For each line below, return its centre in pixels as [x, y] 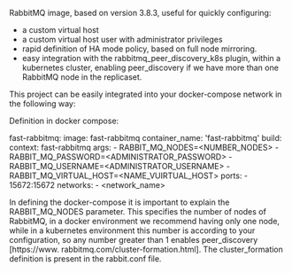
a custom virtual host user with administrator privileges [122, 39]
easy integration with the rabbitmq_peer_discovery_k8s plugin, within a [151, 58]
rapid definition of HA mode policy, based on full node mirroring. [139, 49]
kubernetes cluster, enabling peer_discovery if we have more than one [150, 67]
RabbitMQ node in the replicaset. [82, 77]
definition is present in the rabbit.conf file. [85, 259]
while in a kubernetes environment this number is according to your [132, 230]
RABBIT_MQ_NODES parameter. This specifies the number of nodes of [138, 211]
